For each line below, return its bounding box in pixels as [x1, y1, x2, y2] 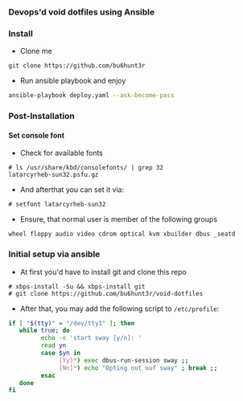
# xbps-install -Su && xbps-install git [8, 282, 146, 291]
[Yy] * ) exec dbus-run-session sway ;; [59, 356, 189, 364]
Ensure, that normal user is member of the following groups [19, 215, 218, 224]
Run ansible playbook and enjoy [19, 76, 126, 86]
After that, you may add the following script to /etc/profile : [19, 304, 220, 313]
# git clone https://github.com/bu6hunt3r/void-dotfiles [8, 289, 204, 297]
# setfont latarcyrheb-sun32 [8, 200, 106, 209]
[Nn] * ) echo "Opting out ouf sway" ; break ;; [59, 364, 218, 372]
